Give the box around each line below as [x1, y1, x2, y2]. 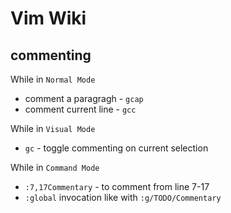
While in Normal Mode [10, 73, 96, 85]
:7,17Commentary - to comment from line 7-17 [24, 181, 210, 192]
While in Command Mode [10, 162, 100, 173]
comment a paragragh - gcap [24, 93, 144, 104]
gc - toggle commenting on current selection [24, 142, 209, 154]
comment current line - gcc [24, 103, 137, 115]
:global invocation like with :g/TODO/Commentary [24, 192, 222, 203]
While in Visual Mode [10, 123, 96, 134]
